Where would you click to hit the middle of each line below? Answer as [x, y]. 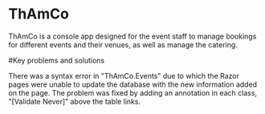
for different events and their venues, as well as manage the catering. [123, 44]
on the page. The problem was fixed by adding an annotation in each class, [133, 92]
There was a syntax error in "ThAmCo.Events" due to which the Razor [124, 75]
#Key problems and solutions [57, 60]
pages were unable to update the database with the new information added [133, 84]
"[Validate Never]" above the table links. [75, 101]
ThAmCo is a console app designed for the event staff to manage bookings [132, 36]
